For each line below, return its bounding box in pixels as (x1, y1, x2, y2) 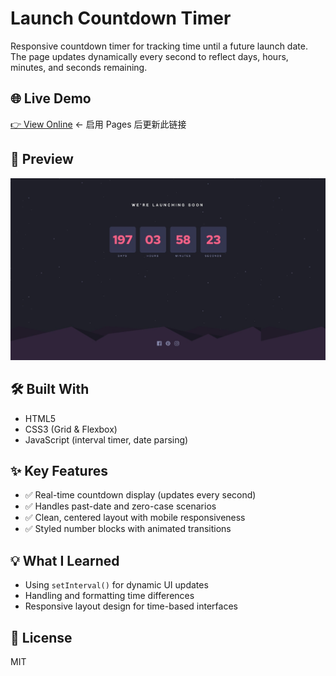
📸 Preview (10, 151, 74, 168)
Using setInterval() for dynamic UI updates (24, 579, 209, 591)
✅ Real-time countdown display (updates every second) (24, 489, 257, 501)
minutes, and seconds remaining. (10, 61, 148, 73)
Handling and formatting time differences (24, 590, 195, 602)
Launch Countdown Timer (10, 7, 232, 30)
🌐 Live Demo (10, 90, 92, 107)
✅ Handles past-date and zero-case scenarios (24, 500, 217, 512)
